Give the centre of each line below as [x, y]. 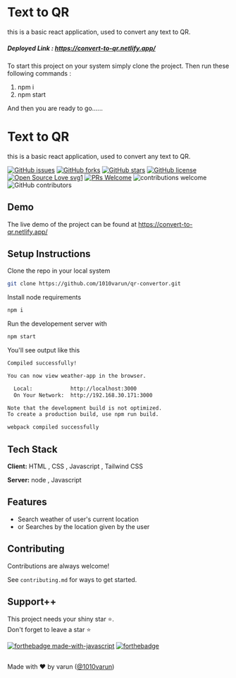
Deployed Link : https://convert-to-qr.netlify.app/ [82, 48]
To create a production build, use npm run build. [83, 415]
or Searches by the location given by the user [83, 526]
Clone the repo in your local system [59, 271]
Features [27, 502]
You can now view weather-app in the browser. [77, 376]
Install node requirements [44, 297]
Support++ [32, 602]
